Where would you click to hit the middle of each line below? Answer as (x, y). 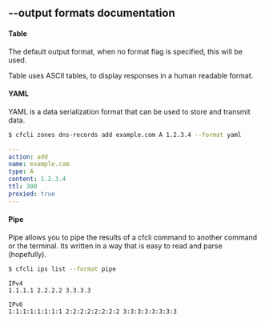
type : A (21, 171)
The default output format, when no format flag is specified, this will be (125, 51)
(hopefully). (27, 254)
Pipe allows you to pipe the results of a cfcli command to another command (133, 237)
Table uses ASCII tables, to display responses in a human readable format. (131, 75)
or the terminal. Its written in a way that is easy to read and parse (115, 246)
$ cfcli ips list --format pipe (62, 269)
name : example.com (39, 164)
